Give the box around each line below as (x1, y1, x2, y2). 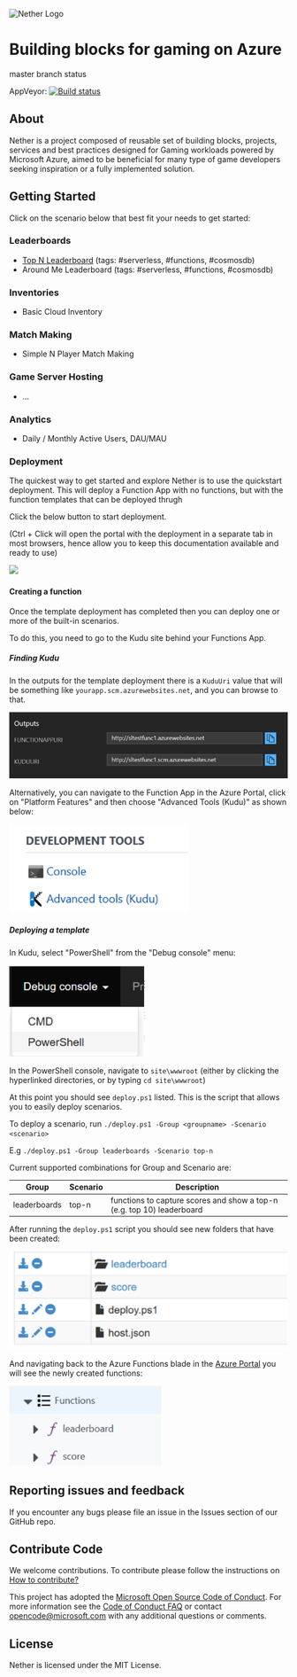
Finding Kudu (9, 652, 60, 664)
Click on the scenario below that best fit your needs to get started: (9, 213, 251, 223)
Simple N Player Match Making (21, 348, 134, 359)
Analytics (9, 413, 51, 425)
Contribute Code (9, 1542, 103, 1557)
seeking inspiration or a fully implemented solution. (9, 163, 195, 174)
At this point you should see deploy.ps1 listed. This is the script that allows (9, 1091, 280, 1103)
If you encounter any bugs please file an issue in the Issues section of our (9, 1507, 278, 1517)
